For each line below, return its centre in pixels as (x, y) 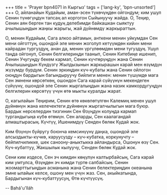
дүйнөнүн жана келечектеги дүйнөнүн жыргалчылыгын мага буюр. (77, 106)
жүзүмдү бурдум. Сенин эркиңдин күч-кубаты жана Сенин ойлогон (78, 70)
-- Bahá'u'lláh (19, 188)
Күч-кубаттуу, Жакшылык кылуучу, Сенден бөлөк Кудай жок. (71, 147)
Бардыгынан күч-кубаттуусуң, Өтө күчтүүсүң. (54, 178)
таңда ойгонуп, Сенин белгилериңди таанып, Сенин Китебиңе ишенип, (81, 54)
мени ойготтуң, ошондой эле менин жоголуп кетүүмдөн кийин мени (78, 43)
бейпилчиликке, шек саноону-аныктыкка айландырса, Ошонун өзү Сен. (82, 142)
